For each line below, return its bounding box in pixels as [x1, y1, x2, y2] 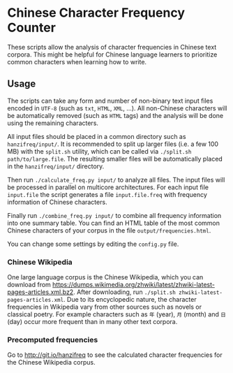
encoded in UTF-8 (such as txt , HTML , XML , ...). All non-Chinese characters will [7, 103, 227, 112]
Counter [7, 20, 56, 36]
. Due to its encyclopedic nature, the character [63, 295, 197, 304]
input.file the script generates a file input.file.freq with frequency [7, 190, 208, 198]
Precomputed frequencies [7, 335, 98, 344]
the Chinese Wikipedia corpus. [7, 358, 96, 367]
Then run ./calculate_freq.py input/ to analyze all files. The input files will [7, 175, 225, 184]
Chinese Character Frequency [7, 5, 185, 21]
